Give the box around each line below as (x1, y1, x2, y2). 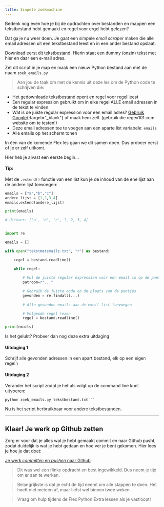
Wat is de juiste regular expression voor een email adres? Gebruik (12, 109, 144, 115)
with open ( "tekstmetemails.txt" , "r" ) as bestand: (5, 249, 110, 253)
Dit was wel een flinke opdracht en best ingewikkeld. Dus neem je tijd (17, 467, 157, 473)
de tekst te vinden (12, 104, 49, 110)
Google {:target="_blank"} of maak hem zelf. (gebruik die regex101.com (12, 114, 155, 120)
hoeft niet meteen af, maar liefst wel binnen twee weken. (17, 487, 131, 493)
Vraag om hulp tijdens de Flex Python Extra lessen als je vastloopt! (17, 496, 151, 502)
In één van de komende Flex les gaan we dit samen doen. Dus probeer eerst (5, 140, 159, 146)
